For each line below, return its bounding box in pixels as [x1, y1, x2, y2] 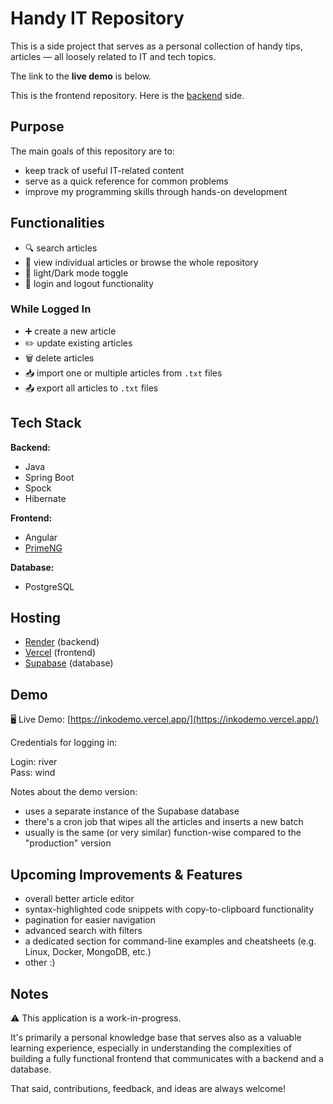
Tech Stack [10, 415, 82, 432]
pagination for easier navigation [24, 914, 157, 926]
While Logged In [10, 302, 92, 316]
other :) [24, 957, 56, 969]
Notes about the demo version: [10, 786, 138, 798]
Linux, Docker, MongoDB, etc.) [24, 946, 152, 958]
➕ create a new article [24, 325, 117, 337]
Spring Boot [24, 471, 75, 483]
